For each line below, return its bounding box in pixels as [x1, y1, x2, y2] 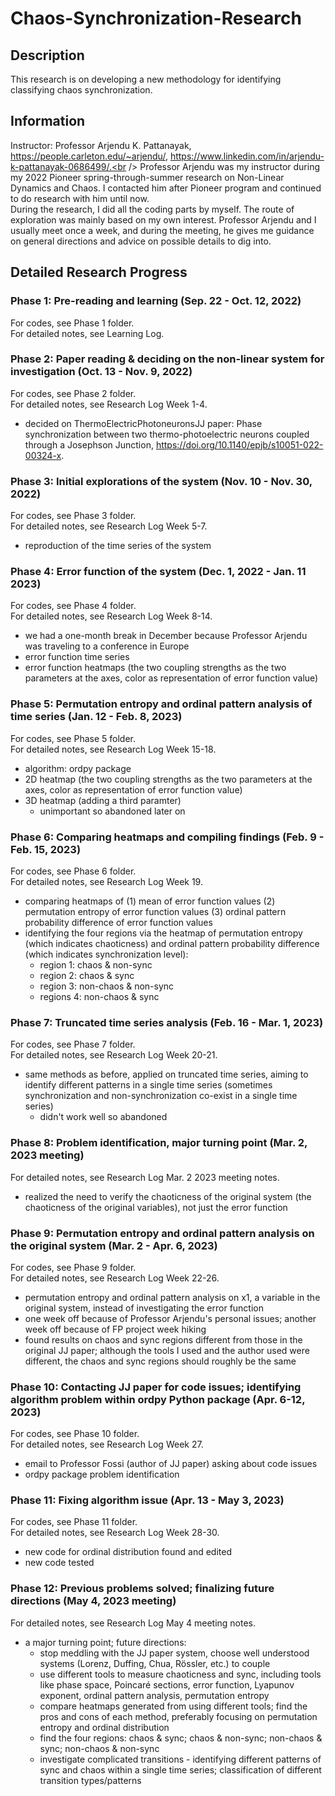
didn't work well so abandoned [39, 1111, 168, 1123]
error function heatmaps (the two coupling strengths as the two [24, 662, 287, 674]
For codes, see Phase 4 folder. [10, 600, 137, 612]
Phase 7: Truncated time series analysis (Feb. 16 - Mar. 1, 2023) [10, 1015, 324, 1029]
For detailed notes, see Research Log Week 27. [10, 1438, 204, 1451]
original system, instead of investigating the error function [24, 1302, 264, 1314]
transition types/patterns [39, 1774, 142, 1786]
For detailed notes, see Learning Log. [10, 327, 165, 339]
